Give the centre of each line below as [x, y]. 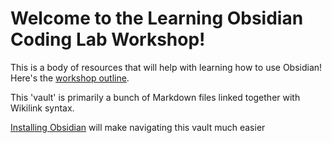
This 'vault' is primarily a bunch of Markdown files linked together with [155, 97]
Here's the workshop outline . [70, 78]
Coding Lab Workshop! [108, 39]
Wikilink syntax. [42, 108]
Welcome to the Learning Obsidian [157, 18]
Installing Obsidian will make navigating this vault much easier [138, 127]
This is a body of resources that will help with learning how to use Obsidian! [166, 67]
